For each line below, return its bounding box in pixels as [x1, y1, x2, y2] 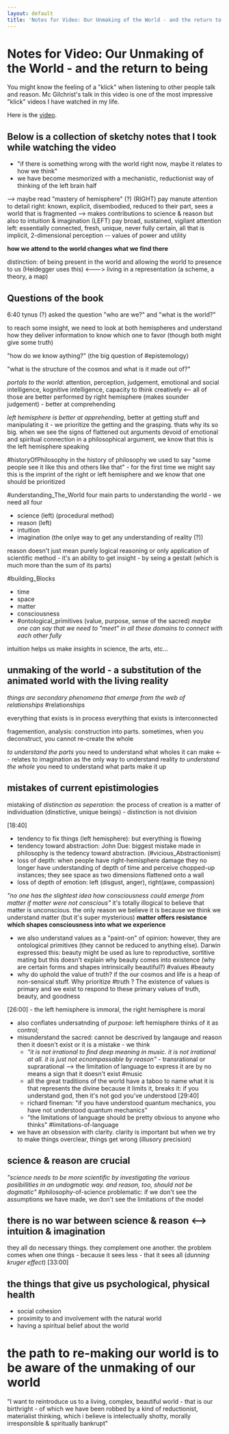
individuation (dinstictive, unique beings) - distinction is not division [7, 807, 197, 816]
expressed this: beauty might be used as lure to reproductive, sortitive [16, 948, 215, 956]
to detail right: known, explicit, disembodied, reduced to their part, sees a [7, 202, 213, 210]
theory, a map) [7, 272, 49, 281]
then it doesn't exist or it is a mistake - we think [16, 1040, 150, 1049]
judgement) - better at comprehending [7, 400, 116, 409]
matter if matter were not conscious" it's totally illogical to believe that [7, 899, 204, 907]
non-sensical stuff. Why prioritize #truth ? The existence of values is [16, 977, 210, 986]
